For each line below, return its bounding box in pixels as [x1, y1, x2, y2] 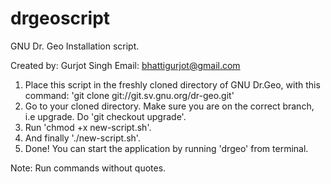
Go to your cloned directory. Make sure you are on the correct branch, [24, 100, 315, 112]
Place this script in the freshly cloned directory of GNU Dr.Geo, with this [24, 78, 321, 91]
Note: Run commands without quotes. [10, 162, 167, 174]
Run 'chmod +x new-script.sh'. [24, 121, 152, 133]
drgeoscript [10, 7, 111, 30]
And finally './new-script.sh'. [24, 132, 141, 144]
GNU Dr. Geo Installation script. [10, 40, 140, 52]
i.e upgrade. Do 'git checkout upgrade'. [24, 110, 187, 122]
